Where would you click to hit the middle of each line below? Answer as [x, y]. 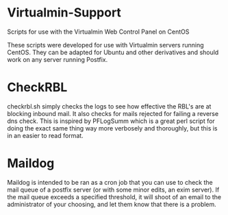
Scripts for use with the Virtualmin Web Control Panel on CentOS [98, 32]
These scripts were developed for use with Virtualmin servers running [105, 45]
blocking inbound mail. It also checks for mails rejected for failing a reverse [113, 113]
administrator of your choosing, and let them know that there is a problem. [112, 204]
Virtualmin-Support [64, 13]
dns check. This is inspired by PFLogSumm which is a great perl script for [111, 121]
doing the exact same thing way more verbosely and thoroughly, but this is [112, 128]
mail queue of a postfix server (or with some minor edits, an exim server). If [113, 190]
